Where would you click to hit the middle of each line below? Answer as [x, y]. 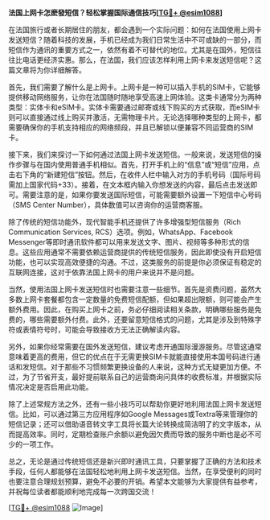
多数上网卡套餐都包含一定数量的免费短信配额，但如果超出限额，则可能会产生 [135, 299]
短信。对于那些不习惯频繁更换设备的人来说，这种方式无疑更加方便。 [142, 367]
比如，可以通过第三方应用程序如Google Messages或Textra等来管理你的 [140, 414]
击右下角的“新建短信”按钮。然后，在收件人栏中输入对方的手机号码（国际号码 [135, 175]
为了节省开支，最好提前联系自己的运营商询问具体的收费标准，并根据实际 [142, 377]
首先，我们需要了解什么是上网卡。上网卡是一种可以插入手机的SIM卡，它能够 [135, 87]
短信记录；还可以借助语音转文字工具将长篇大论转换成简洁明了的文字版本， [131, 424]
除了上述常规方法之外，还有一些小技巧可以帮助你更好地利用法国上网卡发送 [131, 404]
